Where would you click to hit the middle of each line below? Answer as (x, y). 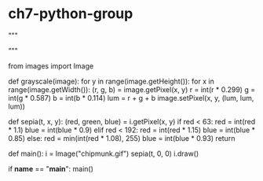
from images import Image (51, 66)
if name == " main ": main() (51, 168)
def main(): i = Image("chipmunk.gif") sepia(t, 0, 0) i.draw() (104, 153)
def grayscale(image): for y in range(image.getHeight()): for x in (111, 81)
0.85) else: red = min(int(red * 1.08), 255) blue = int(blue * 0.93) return (122, 138)
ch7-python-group (71, 14)
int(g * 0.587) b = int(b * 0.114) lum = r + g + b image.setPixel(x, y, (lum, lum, (131, 98)
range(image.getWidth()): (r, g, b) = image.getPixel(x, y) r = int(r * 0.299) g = (132, 89)
